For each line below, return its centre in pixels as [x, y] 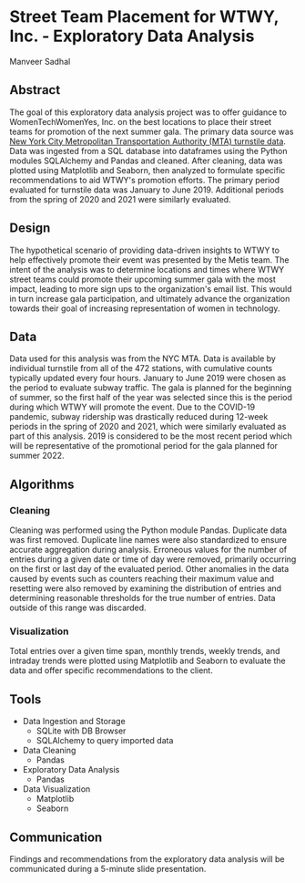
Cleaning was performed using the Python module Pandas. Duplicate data [148, 530]
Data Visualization [56, 789]
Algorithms [42, 484]
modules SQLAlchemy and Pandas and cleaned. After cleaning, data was [146, 161]
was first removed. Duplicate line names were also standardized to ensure [148, 540]
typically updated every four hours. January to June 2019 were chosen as [148, 378]
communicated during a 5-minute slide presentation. [108, 868]
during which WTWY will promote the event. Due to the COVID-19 [132, 407]
